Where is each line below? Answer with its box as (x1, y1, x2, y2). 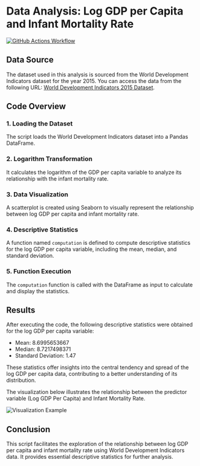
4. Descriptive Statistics (6, 225, 79, 234)
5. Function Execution (6, 267, 71, 276)
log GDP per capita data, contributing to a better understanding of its (6, 370, 178, 378)
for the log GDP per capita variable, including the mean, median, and (6, 245, 177, 253)
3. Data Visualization (6, 190, 68, 198)
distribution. (6, 377, 36, 384)
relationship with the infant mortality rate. (6, 175, 109, 182)
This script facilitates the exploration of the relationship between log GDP (6, 441, 189, 448)
